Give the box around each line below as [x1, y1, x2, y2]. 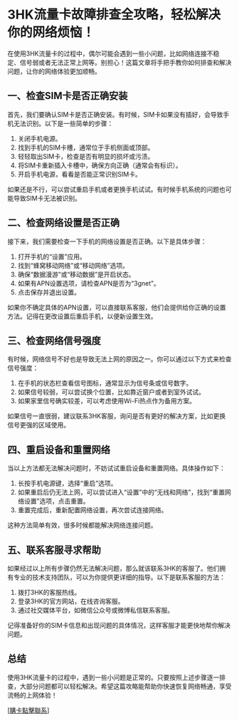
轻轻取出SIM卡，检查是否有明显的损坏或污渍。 [17, 152, 154, 160]
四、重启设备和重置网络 [7, 443, 110, 456]
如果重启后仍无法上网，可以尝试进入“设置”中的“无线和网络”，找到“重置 [17, 488, 225, 497]
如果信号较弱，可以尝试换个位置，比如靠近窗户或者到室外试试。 [17, 388, 205, 396]
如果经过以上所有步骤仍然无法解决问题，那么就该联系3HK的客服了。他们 [7, 564, 220, 572]
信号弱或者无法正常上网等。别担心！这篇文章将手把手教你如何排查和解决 [19, 58, 232, 66]
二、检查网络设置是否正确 [7, 217, 119, 229]
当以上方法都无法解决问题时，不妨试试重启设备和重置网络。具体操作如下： [7, 464, 225, 472]
